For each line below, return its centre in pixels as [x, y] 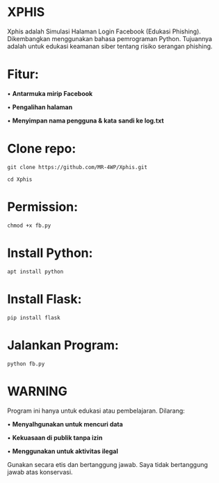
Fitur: [23, 74]
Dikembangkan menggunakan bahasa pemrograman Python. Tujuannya [110, 38]
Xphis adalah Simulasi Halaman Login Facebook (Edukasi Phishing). [104, 31]
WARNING [37, 391]
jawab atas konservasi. [40, 472]
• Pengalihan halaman [40, 107]
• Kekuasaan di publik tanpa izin [55, 437]
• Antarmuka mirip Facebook [50, 93]
